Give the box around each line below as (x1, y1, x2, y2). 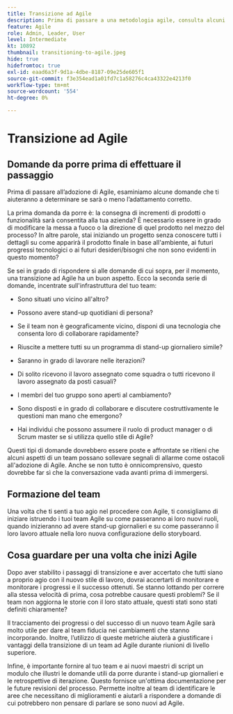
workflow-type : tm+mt (7, 82, 70, 89)
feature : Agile (7, 23, 51, 30)
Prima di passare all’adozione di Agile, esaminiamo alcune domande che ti (7, 188, 219, 196)
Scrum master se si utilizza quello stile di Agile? (17, 433, 154, 441)
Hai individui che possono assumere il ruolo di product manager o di (17, 425, 214, 433)
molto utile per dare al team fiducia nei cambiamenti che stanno (7, 625, 190, 635)
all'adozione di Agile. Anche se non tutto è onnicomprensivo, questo (7, 461, 203, 469)
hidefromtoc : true (7, 62, 61, 69)
